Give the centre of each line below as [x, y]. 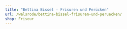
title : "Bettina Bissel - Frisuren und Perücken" [57, 10]
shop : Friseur [20, 19]
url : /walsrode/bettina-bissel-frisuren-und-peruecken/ [63, 14]
